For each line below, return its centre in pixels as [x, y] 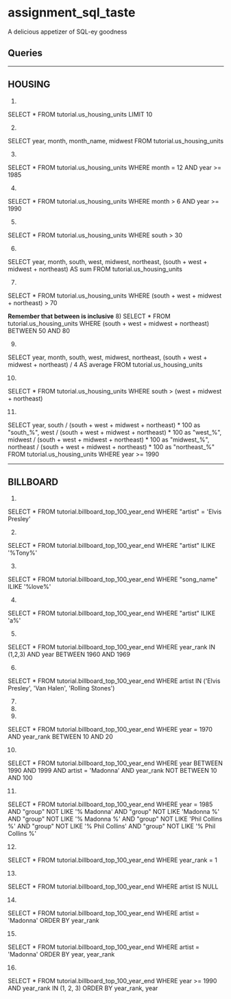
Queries [25, 53]
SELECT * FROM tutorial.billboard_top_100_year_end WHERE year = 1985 [110, 804]
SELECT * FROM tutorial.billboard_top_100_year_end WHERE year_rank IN [111, 647]
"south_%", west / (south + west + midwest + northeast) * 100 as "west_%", [115, 432]
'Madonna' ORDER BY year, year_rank [61, 954]
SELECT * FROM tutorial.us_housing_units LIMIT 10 [80, 114]
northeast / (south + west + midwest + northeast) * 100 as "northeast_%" [111, 446]
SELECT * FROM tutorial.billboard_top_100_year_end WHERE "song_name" [113, 579]
